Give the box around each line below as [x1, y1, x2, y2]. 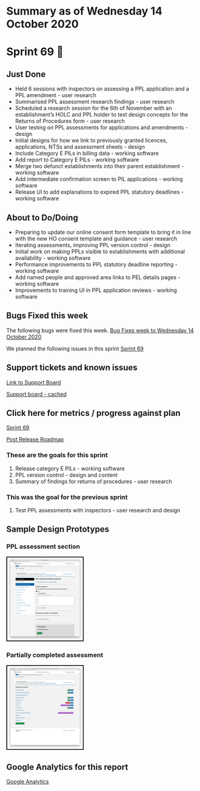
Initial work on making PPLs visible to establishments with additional [15, 248, 185, 255]
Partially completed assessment [6, 651, 104, 659]
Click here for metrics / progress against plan [6, 408, 181, 418]
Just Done [6, 69, 46, 80]
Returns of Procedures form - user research [15, 117, 125, 125]
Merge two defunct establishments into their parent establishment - [15, 163, 184, 170]
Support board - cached [6, 390, 67, 398]
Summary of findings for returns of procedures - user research [15, 478, 173, 485]
